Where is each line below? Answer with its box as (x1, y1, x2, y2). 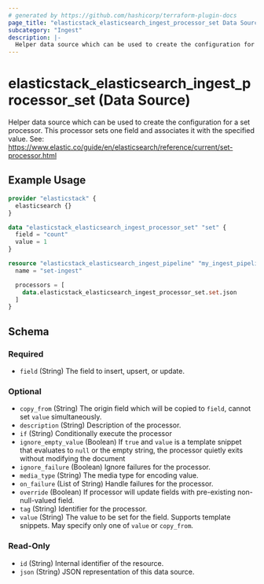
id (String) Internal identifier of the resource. (19, 558, 164, 567)
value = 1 (15, 238, 47, 246)
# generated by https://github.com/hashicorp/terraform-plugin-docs (8, 11, 237, 20)
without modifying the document (19, 454, 126, 464)
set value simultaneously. (19, 412, 102, 422)
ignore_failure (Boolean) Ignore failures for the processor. (19, 462, 211, 472)
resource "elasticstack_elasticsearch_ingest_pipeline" (8, 260, 195, 268)
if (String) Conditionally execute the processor (19, 429, 173, 438)
